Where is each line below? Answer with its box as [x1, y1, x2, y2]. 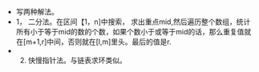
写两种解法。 [15, 7, 59, 16]
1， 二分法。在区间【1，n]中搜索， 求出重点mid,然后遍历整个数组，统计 [15, 17, 251, 26]
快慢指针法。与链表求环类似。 [27, 55, 127, 65]
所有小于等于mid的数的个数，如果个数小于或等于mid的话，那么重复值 [15, 27, 245, 36]
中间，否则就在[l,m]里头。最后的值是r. [47, 37, 172, 46]
